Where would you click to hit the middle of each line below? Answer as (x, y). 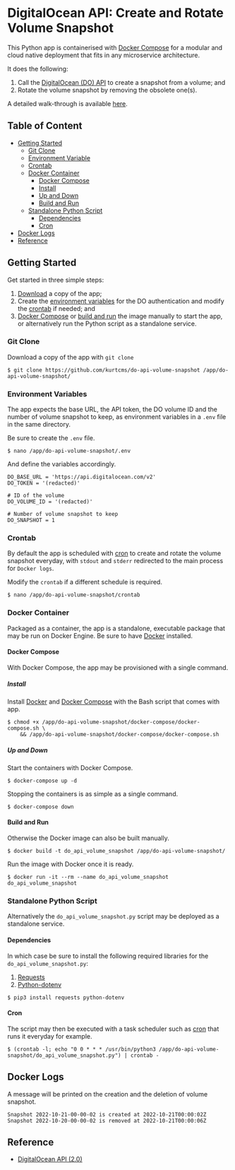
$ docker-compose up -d (42, 781)
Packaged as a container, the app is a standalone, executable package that (116, 628)
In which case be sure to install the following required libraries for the (108, 956)
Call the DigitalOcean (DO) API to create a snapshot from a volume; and (121, 82)
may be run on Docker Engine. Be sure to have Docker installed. (100, 636)
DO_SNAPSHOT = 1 (31, 521)
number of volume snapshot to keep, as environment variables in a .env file (117, 417)
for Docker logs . (31, 568)
